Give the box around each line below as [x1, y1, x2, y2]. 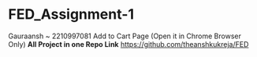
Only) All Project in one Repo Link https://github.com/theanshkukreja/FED [8, 39, 249, 48]
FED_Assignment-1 [8, 5, 135, 23]
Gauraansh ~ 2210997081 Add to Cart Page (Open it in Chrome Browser [8, 31, 242, 41]
